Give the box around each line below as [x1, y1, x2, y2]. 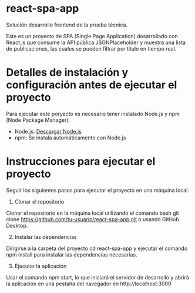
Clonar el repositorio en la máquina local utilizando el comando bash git [6, 209, 179, 217]
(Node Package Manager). [6, 116, 70, 124]
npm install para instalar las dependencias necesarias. [6, 251, 137, 258]
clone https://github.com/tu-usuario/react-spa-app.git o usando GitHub [6, 215, 179, 222]
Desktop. [6, 222, 28, 229]
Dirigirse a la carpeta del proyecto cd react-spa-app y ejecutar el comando [6, 245, 188, 252]
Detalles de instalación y [6, 66, 129, 79]
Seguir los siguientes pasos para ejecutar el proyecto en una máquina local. [6, 187, 190, 194]
